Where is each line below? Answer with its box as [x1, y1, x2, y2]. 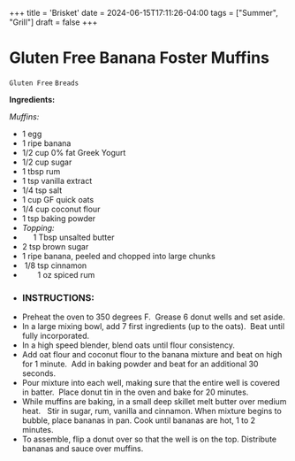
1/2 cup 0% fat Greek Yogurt [21, 147, 126, 158]
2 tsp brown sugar [21, 241, 89, 251]
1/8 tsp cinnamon [24, 260, 87, 271]
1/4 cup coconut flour [21, 204, 101, 214]
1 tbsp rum [21, 165, 61, 176]
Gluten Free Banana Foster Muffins [9, 48, 269, 68]
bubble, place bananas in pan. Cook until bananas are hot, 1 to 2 [21, 415, 256, 426]
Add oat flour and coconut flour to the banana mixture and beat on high [21, 350, 283, 360]
